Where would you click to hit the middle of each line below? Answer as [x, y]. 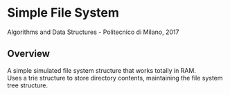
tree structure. [28, 85]
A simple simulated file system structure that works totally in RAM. [101, 70]
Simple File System [63, 13]
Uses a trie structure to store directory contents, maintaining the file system [115, 78]
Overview [29, 54]
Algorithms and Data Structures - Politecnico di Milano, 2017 [93, 32]
